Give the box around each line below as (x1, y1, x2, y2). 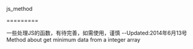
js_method (6, 5, 32, 12)
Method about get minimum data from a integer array (6, 36, 141, 43)
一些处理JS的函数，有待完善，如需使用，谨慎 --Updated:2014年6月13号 (6, 30, 187, 36)
